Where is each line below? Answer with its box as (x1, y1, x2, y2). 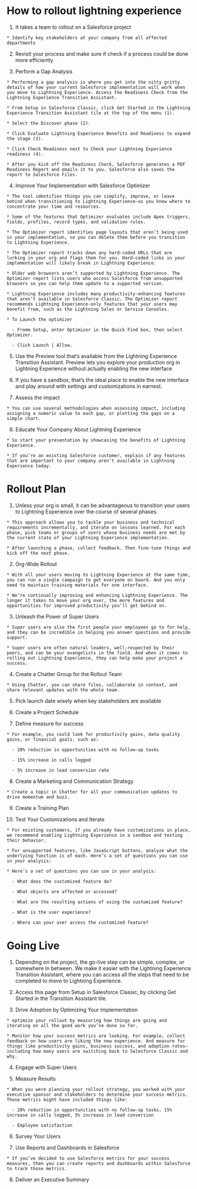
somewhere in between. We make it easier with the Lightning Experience (15, 964, 191, 972)
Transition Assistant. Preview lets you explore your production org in (15, 359, 181, 366)
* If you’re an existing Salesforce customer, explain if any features (6, 452, 185, 458)
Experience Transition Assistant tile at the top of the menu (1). (6, 110, 175, 116)
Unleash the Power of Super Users (15, 613, 99, 620)
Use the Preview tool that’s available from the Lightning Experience (15, 352, 178, 359)
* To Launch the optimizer (6, 316, 73, 322)
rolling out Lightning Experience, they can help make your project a (6, 655, 183, 661)
